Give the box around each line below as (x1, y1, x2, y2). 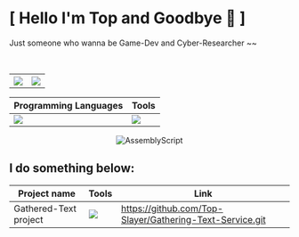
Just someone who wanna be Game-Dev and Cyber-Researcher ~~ (9, 37, 257, 48)
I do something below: (9, 160, 135, 176)
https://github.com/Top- (120, 202, 224, 215)
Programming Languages (13, 99, 124, 111)
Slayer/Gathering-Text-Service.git (120, 213, 266, 225)
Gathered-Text (13, 202, 77, 215)
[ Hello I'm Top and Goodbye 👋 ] (9, 8, 246, 29)
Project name (17, 187, 76, 200)
